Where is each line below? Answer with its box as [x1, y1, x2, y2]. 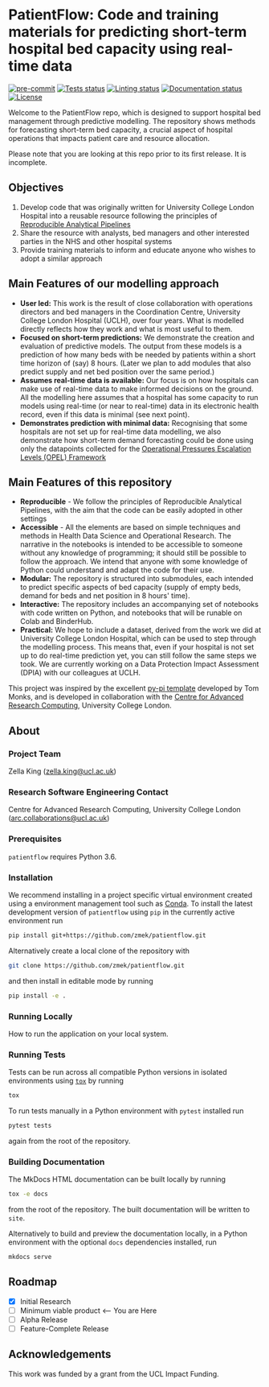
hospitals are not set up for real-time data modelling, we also [19, 427, 222, 436]
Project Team [8, 748, 62, 759]
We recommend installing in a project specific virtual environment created [8, 890, 253, 899]
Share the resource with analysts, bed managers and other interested [19, 228, 250, 237]
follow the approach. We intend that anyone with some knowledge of [19, 557, 248, 567]
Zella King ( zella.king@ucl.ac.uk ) [8, 766, 116, 776]
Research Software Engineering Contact [8, 786, 169, 798]
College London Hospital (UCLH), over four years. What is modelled [19, 316, 245, 325]
